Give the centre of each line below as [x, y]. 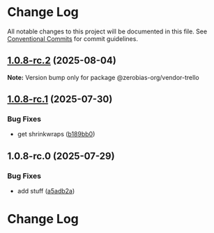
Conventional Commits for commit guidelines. [72, 38]
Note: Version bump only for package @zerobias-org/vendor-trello [104, 77]
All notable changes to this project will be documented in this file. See [107, 31]
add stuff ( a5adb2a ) [46, 191]
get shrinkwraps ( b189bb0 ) [56, 134]
